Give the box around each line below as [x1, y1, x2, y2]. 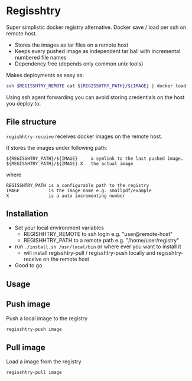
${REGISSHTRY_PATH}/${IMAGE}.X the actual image [6, 160, 134, 166]
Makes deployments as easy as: [6, 71, 84, 78]
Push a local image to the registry [6, 314, 88, 322]
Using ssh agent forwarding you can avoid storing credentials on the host [6, 93, 185, 101]
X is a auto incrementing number [6, 193, 126, 199]
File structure [6, 117, 57, 127]
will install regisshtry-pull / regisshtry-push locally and [23, 249, 155, 257]
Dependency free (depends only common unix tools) [14, 60, 144, 67]
